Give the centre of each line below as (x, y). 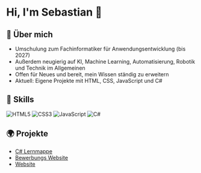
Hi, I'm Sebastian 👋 (54, 12)
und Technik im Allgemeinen (50, 68)
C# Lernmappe (34, 151)
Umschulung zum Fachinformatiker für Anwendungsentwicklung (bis (100, 49)
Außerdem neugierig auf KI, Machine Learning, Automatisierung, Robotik (105, 62)
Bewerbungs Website (41, 157)
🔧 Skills (20, 99)
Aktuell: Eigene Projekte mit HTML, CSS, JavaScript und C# (88, 81)
